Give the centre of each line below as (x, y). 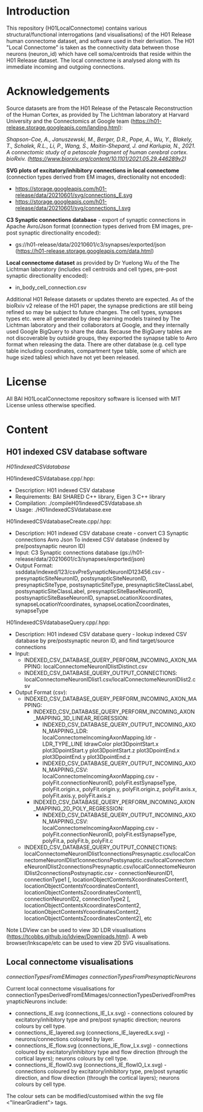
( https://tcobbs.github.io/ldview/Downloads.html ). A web (77, 936)
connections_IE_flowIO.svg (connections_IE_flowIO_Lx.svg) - (91, 1065)
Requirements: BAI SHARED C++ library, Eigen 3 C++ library (90, 496)
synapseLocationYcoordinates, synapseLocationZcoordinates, (93, 604)
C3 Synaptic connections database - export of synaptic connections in (96, 219)
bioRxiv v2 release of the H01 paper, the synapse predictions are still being (99, 306)
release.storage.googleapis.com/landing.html (63, 127)
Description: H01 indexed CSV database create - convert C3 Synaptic (102, 533)
